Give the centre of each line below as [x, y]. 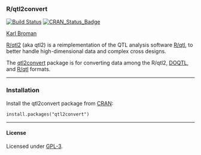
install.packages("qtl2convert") [48, 114]
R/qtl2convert [27, 9]
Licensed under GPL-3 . [35, 146]
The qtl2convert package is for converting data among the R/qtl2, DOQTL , [98, 63]
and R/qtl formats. [28, 69]
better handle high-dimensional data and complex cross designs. [86, 51]
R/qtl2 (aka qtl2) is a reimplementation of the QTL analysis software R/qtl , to [100, 45]
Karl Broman [22, 33]
